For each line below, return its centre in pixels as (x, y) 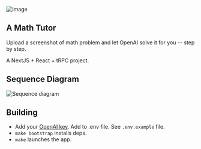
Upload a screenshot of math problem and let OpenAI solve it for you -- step (100, 42)
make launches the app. (43, 139)
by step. (16, 48)
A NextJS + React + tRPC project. (48, 60)
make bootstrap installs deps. (51, 133)
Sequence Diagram (43, 79)
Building (22, 113)
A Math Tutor (31, 28)
